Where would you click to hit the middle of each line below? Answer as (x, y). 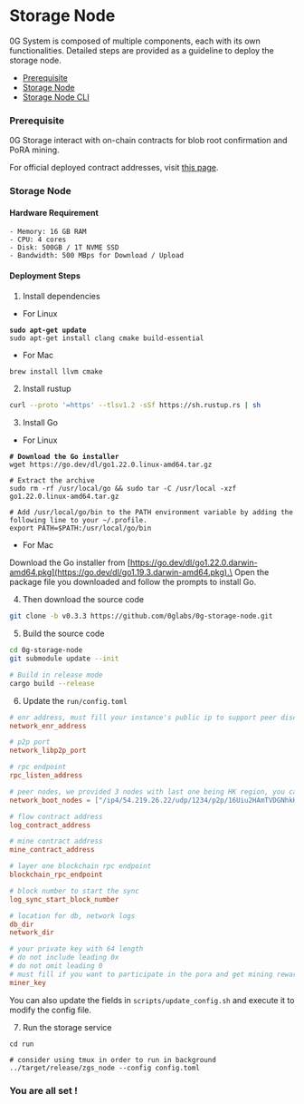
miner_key (28, 982)
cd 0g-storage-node (46, 650)
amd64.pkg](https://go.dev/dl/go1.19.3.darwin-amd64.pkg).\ (121, 572)
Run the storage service (67, 1027)
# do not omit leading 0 (56, 966)
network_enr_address (48, 726)
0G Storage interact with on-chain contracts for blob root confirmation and (148, 141)
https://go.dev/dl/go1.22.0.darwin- (194, 562)
